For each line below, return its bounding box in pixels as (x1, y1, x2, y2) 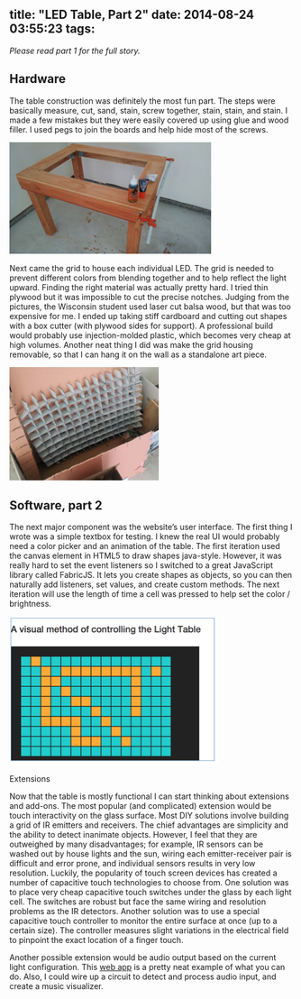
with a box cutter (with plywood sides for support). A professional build (9, 320, 273, 331)
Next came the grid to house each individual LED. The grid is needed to (9, 262, 275, 273)
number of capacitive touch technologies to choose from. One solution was (9, 877, 290, 888)
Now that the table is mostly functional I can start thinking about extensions (9, 791, 290, 802)
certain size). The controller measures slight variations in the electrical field (9, 925, 289, 936)
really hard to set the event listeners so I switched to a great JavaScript (9, 560, 273, 571)
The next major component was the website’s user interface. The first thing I (9, 522, 293, 533)
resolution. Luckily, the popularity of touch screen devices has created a (9, 867, 278, 878)
